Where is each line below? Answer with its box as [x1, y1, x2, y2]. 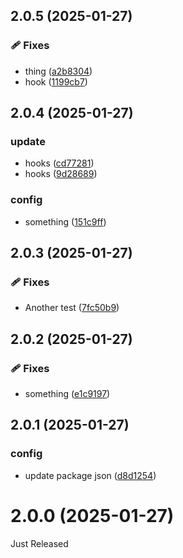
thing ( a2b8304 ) [24, 65, 93, 77]
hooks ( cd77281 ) [24, 157, 95, 169]
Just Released [10, 537, 69, 549]
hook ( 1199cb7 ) [24, 75, 88, 88]
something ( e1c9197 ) [24, 388, 111, 400]
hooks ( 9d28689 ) [24, 168, 98, 180]
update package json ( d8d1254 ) [24, 469, 157, 481]
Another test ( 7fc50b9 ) [24, 302, 120, 314]
